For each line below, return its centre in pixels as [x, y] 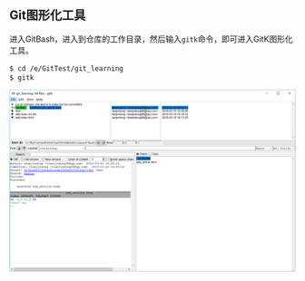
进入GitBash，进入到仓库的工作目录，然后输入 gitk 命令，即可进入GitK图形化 [151, 39]
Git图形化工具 [48, 15]
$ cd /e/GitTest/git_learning [67, 68]
